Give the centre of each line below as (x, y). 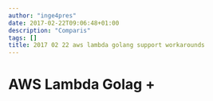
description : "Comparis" (49, 30)
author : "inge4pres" (43, 16)
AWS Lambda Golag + (82, 85)
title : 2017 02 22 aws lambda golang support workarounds (106, 45)
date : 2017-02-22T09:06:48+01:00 (64, 23)
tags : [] (23, 38)
